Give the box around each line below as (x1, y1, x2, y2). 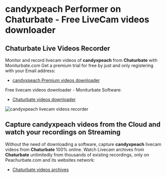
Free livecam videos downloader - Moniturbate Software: (5, 87, 122, 92)
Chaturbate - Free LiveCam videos (5, 14, 150, 25)
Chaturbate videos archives (12, 167, 69, 173)
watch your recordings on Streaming (5, 128, 120, 136)
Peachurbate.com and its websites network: (5, 157, 95, 163)
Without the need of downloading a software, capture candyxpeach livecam (5, 141, 162, 147)
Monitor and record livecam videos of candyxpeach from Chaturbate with (5, 57, 158, 63)
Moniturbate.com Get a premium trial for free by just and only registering (5, 63, 154, 68)
